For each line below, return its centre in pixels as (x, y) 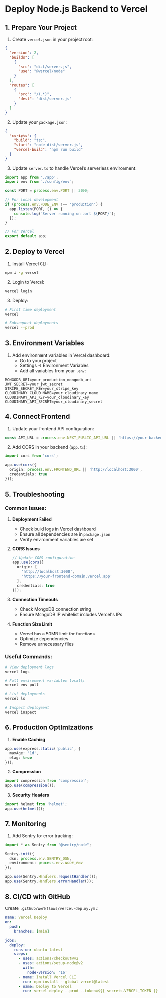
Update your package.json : (40, 122)
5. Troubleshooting (35, 494)
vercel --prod (20, 328)
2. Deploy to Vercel (35, 251)
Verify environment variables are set (57, 539)
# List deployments (25, 694)
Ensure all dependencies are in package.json (65, 534)
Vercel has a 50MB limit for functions (57, 634)
